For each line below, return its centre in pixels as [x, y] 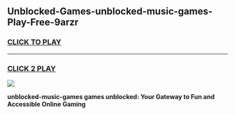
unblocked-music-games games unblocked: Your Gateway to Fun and [111, 96]
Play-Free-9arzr [43, 23]
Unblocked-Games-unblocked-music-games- [110, 11]
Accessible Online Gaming [47, 104]
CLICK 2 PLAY [31, 68]
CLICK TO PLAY [34, 43]
